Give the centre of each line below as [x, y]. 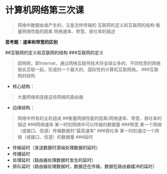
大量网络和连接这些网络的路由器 [50, 97]
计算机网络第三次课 [45, 10]
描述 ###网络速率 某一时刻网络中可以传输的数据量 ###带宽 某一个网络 [89, 124]
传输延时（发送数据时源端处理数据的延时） [56, 147]
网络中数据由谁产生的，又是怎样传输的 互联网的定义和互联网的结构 [86, 25]
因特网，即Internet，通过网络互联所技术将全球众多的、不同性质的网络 [89, 63]
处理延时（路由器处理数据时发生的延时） [54, 160]
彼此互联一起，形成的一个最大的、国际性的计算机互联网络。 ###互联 [88, 69]
